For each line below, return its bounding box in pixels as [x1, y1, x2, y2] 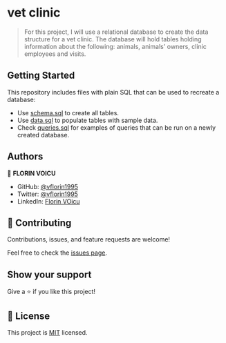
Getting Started [7, 70, 75, 81]
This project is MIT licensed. [7, 329, 88, 336]
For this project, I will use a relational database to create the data [23, 28, 209, 36]
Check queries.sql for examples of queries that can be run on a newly [17, 123, 216, 132]
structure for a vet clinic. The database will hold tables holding [23, 35, 202, 43]
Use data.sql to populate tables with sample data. [17, 116, 158, 124]
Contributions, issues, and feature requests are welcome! [7, 235, 171, 244]
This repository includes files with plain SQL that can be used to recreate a [7, 88, 220, 96]
